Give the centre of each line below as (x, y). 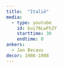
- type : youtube (31, 22)
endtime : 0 (30, 39)
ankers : (16, 45)
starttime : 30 (34, 34)
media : (14, 17)
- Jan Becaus (28, 50)
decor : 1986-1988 (28, 56)
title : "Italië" (28, 12)
